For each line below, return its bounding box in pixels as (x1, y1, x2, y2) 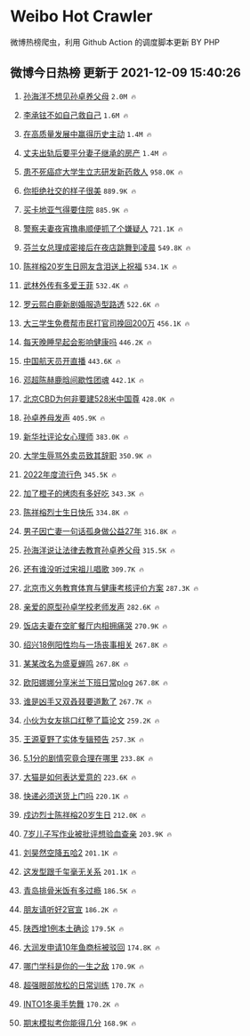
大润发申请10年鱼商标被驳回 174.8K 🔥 (22, 942, 161, 952)
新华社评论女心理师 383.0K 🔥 (22, 431, 129, 441)
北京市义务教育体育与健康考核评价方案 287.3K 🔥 (22, 582, 199, 593)
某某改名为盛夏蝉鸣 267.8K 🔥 (22, 658, 129, 668)
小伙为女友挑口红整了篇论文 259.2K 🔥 (22, 715, 160, 725)
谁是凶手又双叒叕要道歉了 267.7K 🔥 (22, 696, 152, 707)
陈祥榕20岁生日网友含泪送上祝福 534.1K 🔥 (22, 261, 177, 271)
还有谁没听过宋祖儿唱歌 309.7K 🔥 (22, 563, 145, 574)
